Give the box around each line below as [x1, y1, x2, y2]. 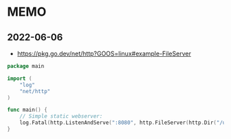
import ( [7, 75, 32, 82]
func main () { [7, 107, 48, 114]
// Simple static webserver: [19, 113, 103, 120]
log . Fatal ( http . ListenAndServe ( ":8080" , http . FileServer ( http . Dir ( [19, 119, 217, 127]
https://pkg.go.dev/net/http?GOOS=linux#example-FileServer [16, 49, 191, 58]
